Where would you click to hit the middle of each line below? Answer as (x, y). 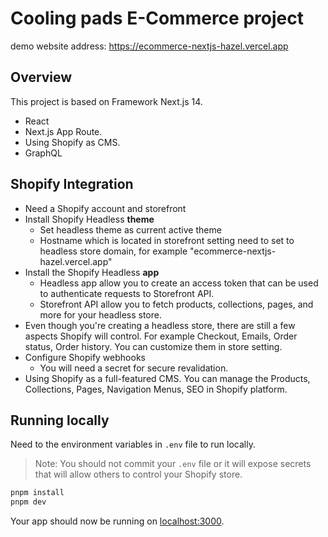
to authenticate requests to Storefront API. (127, 293)
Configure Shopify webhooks (85, 357)
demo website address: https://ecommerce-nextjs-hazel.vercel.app (149, 46)
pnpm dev (28, 502)
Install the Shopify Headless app (92, 272)
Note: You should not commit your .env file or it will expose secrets (173, 464)
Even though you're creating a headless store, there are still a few (160, 325)
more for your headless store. (100, 314)
